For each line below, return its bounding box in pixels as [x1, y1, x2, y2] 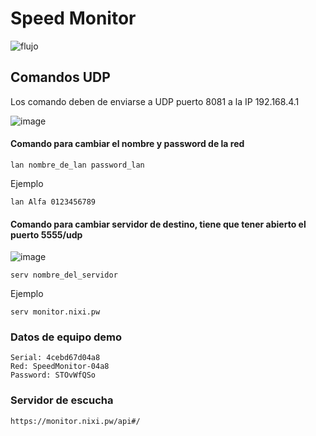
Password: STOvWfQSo [10, 370, 97, 381]
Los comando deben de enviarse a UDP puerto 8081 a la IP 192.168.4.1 [10, 95, 300, 107]
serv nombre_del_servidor [10, 270, 118, 281]
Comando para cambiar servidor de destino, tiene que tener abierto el [10, 218, 307, 230]
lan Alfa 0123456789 [10, 197, 97, 207]
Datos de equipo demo [10, 330, 123, 344]
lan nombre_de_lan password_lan [10, 160, 145, 170]
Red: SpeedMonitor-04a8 [10, 362, 110, 372]
